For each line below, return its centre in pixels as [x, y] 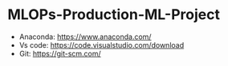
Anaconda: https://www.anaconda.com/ [85, 37]
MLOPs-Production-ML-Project [114, 15]
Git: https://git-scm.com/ [60, 53]
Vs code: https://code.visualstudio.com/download [102, 45]
